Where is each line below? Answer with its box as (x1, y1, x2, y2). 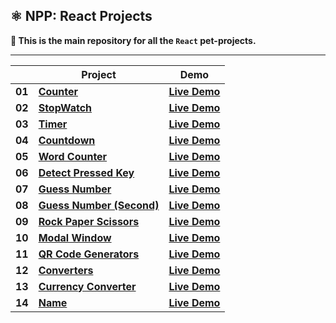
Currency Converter (38, 279, 137, 293)
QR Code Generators (38, 247, 140, 261)
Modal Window (38, 230, 112, 244)
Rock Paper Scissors (38, 214, 140, 228)
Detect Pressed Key (38, 165, 135, 179)
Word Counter (38, 149, 108, 163)
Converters (38, 263, 94, 277)
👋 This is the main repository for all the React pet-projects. (10, 34, 257, 46)
